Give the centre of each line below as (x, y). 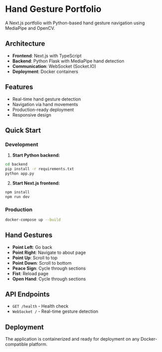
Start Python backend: (36, 155)
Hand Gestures (29, 235)
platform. (38, 344)
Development (22, 144)
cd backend (16, 165)
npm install (17, 192)
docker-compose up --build (33, 220)
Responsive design (32, 115)
